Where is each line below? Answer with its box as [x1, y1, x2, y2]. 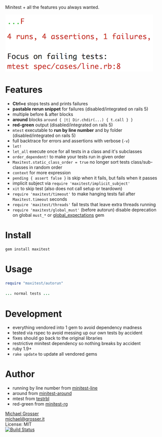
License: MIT [5, 422, 32, 428]
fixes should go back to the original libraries [12, 335, 103, 341]
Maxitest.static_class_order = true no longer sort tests [12, 159, 130, 165]
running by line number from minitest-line [12, 385, 98, 391]
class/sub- [131, 159, 153, 165]
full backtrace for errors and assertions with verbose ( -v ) [12, 137, 130, 144]
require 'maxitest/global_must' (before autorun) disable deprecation [12, 207, 157, 213]
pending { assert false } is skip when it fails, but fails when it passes [12, 175, 158, 181]
